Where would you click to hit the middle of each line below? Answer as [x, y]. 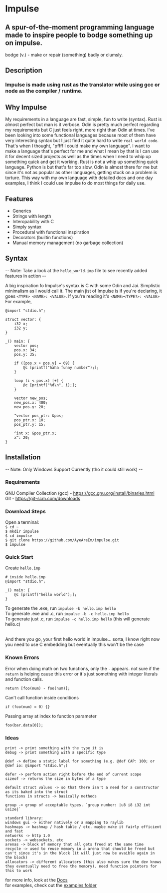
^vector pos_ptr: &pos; [39, 416]
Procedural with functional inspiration [51, 232]
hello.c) [13, 624]
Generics [22, 211]
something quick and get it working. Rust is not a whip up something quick [82, 162]
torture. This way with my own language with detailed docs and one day [79, 178]
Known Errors [22, 657]
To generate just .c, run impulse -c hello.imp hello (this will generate [78, 619]
